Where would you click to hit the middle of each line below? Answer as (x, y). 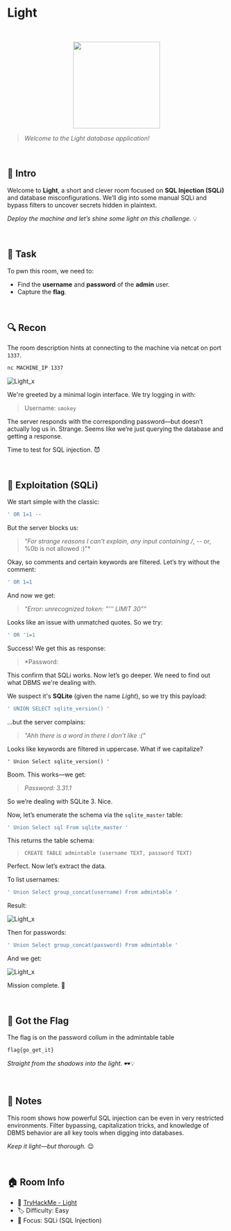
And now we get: (31, 595)
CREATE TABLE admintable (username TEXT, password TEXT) (108, 854)
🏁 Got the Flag (38, 1020)
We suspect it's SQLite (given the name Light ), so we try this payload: (107, 696)
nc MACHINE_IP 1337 (35, 368)
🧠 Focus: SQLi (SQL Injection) (59, 1220)
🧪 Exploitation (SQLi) (53, 485)
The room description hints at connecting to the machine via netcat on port (114, 348)
